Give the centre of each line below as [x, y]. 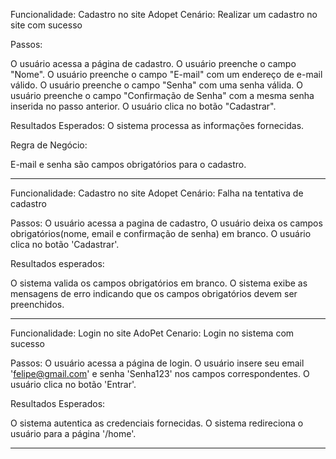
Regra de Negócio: [49, 145]
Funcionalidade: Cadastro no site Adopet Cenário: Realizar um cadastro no [164, 14]
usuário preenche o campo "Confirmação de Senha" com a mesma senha [162, 95]
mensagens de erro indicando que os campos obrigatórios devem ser [154, 293]
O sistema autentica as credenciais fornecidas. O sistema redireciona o [157, 423]
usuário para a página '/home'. [73, 433]
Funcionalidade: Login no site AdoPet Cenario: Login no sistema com [152, 333]
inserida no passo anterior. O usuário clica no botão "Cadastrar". [143, 106]
